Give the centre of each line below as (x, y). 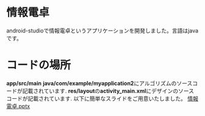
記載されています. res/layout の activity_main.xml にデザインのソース (108, 91)
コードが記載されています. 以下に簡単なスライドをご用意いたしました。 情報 (102, 98)
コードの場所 (39, 65)
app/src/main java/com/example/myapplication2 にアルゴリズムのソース (99, 83)
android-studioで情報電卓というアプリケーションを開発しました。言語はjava (102, 31)
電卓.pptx (18, 106)
